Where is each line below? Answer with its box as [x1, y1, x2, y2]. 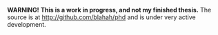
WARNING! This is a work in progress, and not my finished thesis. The [7, 6, 212, 14]
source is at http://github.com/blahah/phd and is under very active [7, 13, 196, 21]
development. [7, 21, 46, 28]
